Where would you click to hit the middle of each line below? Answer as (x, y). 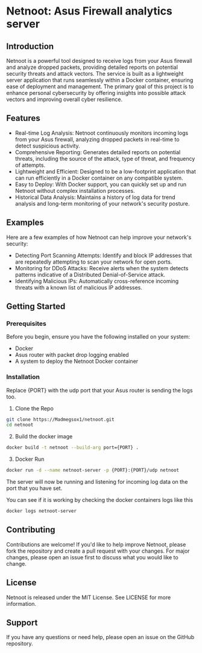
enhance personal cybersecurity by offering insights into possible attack (96, 93)
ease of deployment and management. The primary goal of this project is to (100, 86)
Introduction (30, 46)
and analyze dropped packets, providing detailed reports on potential (92, 67)
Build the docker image (44, 437)
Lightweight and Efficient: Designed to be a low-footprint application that (105, 171)
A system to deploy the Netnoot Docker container (77, 362)
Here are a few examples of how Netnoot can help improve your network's (99, 237)
